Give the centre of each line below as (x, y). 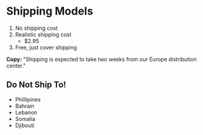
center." (16, 66)
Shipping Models (50, 11)
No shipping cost (36, 28)
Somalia (25, 119)
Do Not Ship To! (36, 85)
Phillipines (28, 99)
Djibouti (25, 125)
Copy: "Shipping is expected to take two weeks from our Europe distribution (101, 59)
